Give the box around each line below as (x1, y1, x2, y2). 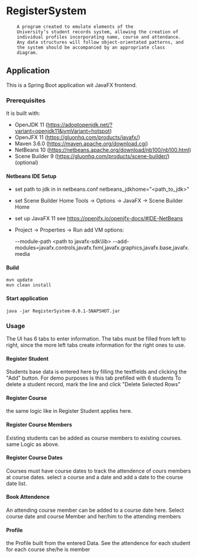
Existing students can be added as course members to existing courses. (6, 434, 182, 441)
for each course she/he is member (6, 546, 91, 553)
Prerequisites (6, 96, 46, 104)
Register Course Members (6, 421, 72, 428)
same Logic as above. (6, 440, 60, 448)
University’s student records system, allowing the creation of (17, 28, 179, 35)
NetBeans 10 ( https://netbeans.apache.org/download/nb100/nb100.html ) (14, 146, 192, 153)
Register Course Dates (6, 454, 63, 461)
